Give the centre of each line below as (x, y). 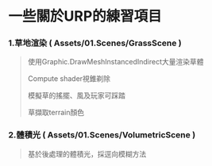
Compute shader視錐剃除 (69, 79)
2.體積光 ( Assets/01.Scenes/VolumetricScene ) (102, 135)
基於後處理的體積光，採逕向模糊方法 (87, 154)
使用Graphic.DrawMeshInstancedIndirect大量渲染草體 (116, 62)
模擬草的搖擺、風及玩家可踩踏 (76, 95)
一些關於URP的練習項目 (85, 16)
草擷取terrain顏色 (56, 113)
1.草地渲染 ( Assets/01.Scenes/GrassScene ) (95, 43)
